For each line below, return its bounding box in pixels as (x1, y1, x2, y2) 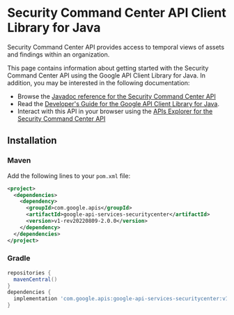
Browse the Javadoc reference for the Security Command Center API (17, 92, 216, 101)
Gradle (7, 254, 31, 263)
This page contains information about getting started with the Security (7, 64, 209, 72)
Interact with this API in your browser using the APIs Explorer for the (17, 107, 213, 115)
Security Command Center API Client (7, 5, 226, 21)
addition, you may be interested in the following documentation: (7, 78, 190, 87)
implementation (13, 295, 58, 302)
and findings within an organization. (7, 50, 110, 59)
